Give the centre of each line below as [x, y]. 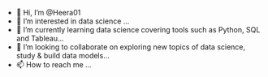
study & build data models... [63, 56]
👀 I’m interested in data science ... [73, 21]
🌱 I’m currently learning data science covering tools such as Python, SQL [138, 30]
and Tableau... [40, 38]
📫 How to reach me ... [54, 64]
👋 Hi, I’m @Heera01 [48, 13]
